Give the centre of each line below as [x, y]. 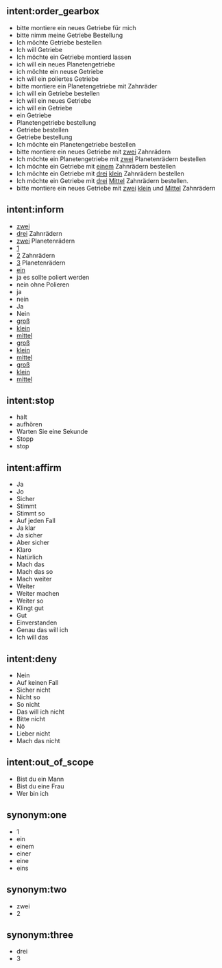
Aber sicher [33, 543]
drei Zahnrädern [39, 233]
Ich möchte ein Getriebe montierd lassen [74, 57]
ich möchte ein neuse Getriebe [60, 71]
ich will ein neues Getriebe [54, 100]
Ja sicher [29, 535]
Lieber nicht [33, 734]
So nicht [28, 705]
